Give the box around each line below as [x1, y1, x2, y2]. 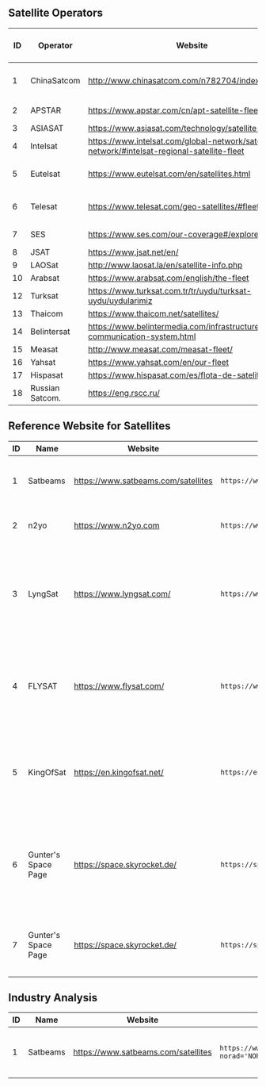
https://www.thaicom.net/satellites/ [88, 308, 219, 319]
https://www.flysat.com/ [74, 680, 165, 691]
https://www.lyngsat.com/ [74, 588, 172, 599]
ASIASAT [30, 122, 64, 133]
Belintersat [30, 325, 70, 336]
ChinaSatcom [30, 75, 81, 86]
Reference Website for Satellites [8, 420, 171, 433]
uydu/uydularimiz [88, 295, 153, 306]
